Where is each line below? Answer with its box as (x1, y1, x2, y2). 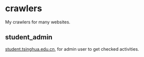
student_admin (5, 33, 53, 41)
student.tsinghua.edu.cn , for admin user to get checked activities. (5, 46, 140, 52)
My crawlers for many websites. (5, 19, 71, 25)
